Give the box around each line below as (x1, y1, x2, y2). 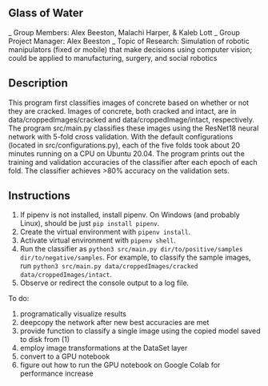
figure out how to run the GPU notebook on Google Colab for (19, 360, 221, 370)
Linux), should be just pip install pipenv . (19, 219, 160, 228)
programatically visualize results (19, 309, 126, 319)
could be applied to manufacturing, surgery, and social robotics (8, 53, 218, 62)
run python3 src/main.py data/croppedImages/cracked (19, 261, 198, 271)
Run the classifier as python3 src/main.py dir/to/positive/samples (19, 244, 243, 254)
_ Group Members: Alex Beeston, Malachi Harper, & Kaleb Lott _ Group (8, 27, 240, 37)
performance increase (19, 368, 94, 379)
